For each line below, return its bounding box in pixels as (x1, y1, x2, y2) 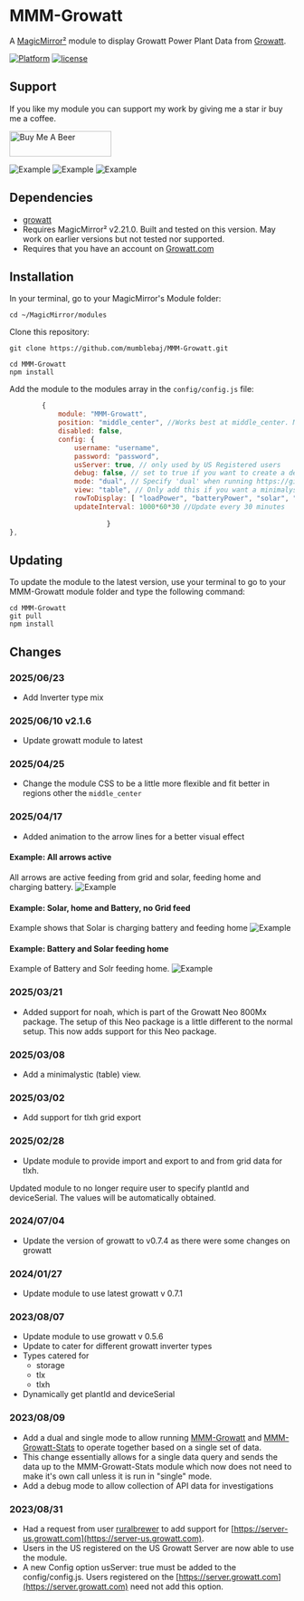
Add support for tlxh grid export (22, 1112, 142, 1123)
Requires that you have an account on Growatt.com (22, 243, 214, 254)
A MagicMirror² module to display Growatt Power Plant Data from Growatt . (9, 35, 287, 46)
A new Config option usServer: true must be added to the (22, 1562, 237, 1573)
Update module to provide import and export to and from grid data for (22, 1155, 283, 1166)
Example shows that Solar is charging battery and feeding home (9, 923, 249, 934)
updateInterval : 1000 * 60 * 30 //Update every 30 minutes (73, 502, 285, 512)
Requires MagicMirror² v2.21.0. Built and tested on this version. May (22, 224, 276, 235)
